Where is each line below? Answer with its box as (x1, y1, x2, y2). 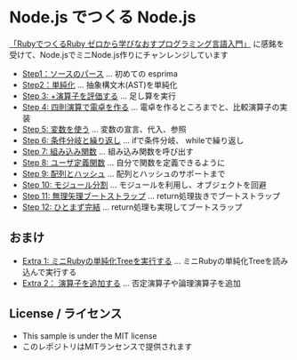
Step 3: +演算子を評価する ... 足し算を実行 (21, 90, 176, 101)
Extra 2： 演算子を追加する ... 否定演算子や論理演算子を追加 (21, 277, 242, 288)
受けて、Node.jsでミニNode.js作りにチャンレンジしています (9, 49, 229, 60)
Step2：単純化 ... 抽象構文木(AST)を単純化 (21, 79, 178, 90)
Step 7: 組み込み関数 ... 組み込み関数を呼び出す (21, 146, 194, 156)
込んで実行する (21, 267, 77, 277)
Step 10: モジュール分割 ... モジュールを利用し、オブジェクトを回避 (21, 179, 267, 190)
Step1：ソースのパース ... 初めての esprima (21, 68, 178, 79)
